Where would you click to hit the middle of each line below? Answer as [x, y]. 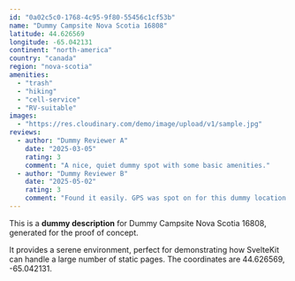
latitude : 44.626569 [47, 34]
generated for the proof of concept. [74, 232]
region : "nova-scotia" [51, 67]
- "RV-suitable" [47, 108]
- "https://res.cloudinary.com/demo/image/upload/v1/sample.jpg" [140, 125]
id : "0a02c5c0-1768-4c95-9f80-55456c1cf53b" [92, 17]
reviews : [25, 133]
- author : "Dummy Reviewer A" [72, 140]
